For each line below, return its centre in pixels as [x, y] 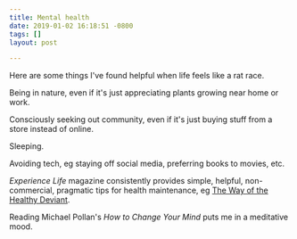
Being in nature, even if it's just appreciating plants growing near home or [144, 93]
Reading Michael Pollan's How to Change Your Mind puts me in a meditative [148, 217]
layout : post [33, 42]
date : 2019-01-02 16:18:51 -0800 [71, 26]
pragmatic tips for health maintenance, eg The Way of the [163, 190]
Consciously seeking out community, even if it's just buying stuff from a [141, 119]
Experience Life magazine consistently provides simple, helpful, [126, 181]
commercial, [32, 190]
